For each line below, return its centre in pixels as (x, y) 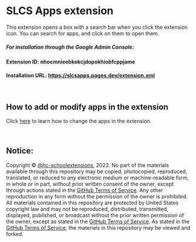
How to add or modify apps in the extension (87, 107)
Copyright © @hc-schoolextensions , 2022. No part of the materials (87, 165)
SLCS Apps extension (60, 11)
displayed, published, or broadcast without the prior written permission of (95, 215)
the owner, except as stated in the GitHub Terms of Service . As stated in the (98, 221)
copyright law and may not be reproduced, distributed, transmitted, (87, 209)
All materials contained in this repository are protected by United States (92, 203)
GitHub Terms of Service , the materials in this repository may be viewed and (98, 227)
